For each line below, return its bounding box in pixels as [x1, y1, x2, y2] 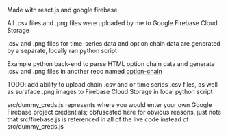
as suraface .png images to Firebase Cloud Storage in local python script [7, 88, 213, 95]
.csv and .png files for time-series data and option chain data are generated [7, 40, 220, 47]
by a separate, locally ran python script [7, 47, 118, 55]
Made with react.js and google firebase [7, 6, 118, 14]
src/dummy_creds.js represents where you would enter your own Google [7, 101, 212, 108]
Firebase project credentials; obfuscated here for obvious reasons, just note [7, 108, 222, 116]
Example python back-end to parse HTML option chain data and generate [7, 60, 215, 67]
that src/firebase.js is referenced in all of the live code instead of [7, 115, 190, 123]
